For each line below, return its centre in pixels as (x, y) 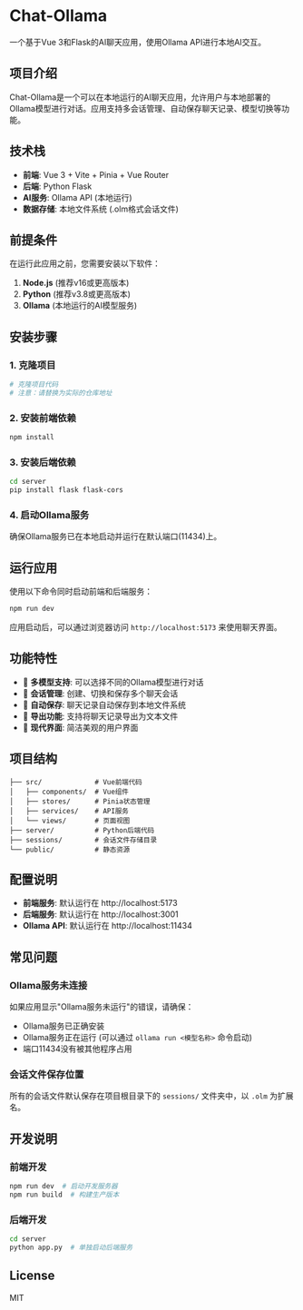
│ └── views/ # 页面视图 (70, 821)
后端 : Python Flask (57, 186)
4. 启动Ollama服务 (49, 515)
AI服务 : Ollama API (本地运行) (78, 197)
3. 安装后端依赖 (43, 462)
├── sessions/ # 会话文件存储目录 (83, 840)
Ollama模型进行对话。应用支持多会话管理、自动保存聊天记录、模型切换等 (146, 108)
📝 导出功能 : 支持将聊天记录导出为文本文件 (100, 716)
